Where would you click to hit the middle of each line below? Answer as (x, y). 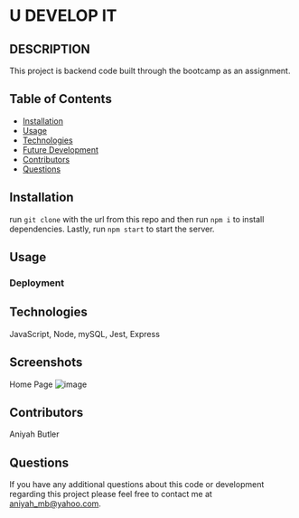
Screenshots (46, 363)
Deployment (37, 283)
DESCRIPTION (50, 49)
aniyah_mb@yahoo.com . (56, 504)
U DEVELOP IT (63, 16)
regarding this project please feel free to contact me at (111, 494)
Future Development (61, 149)
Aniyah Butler (35, 434)
